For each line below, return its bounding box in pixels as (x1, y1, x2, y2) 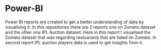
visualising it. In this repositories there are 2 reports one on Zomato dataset (5, 24, 156, 30)
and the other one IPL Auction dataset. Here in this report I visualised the (5, 29, 151, 35)
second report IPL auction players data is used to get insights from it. (5, 39, 143, 45)
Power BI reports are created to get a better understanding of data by (5, 19, 144, 25)
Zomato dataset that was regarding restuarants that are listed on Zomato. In (5, 34, 157, 40)
